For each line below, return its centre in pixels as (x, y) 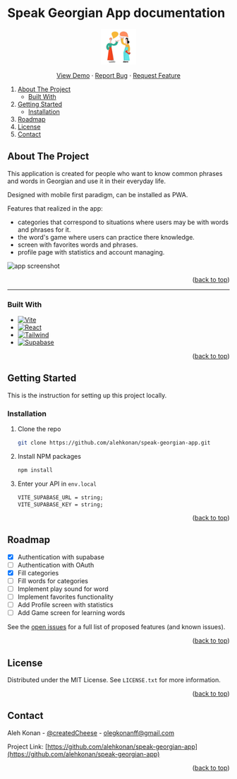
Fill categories (38, 573)
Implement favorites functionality (66, 597)
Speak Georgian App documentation (116, 13)
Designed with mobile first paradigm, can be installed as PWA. (98, 194)
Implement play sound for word (63, 589)
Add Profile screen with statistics (66, 605)
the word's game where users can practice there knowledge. (106, 237)
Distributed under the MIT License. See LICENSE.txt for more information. (114, 680)
